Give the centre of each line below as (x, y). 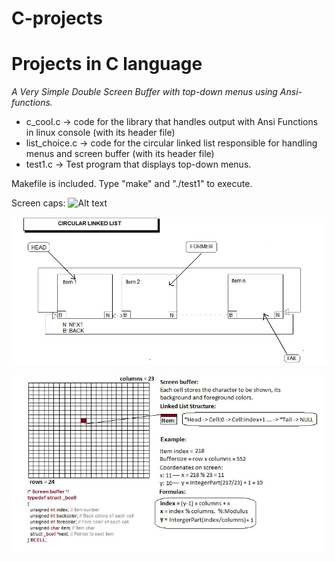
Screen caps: (38, 203)
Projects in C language (107, 64)
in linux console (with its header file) (100, 133)
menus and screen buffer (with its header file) (120, 154)
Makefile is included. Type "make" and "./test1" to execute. (132, 184)
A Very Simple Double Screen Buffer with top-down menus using (144, 92)
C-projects (57, 18)
